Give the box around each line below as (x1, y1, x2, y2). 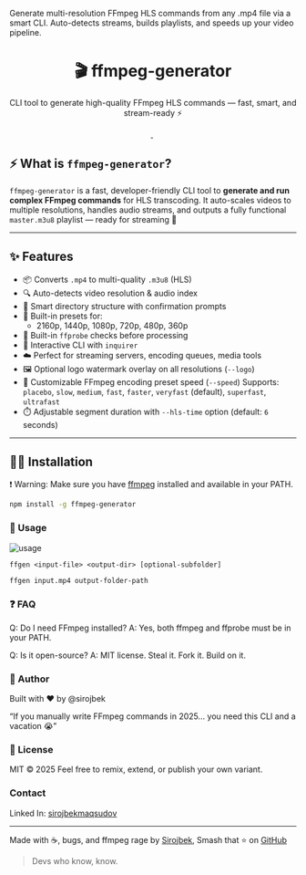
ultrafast (22, 397, 61, 407)
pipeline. (9, 27, 42, 37)
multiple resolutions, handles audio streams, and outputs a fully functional (9, 204, 287, 215)
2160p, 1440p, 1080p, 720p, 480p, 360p (36, 319, 189, 331)
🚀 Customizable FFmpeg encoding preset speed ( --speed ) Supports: (22, 376, 280, 387)
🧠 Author (9, 672, 50, 685)
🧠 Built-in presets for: (22, 310, 103, 321)
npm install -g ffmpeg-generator (9, 500, 137, 509)
